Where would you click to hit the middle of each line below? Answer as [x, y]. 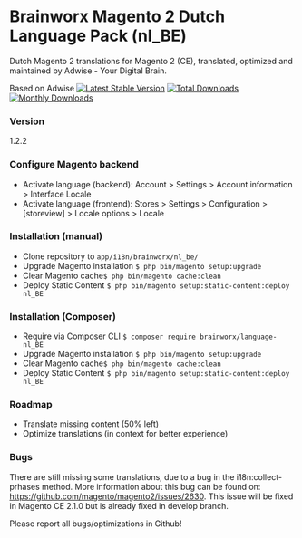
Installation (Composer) [63, 316]
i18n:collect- [259, 476]
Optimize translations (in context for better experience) [125, 434]
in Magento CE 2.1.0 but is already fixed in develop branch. [119, 505]
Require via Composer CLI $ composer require [109, 336]
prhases [25, 486]
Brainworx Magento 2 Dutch [117, 17]
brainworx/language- [238, 337]
